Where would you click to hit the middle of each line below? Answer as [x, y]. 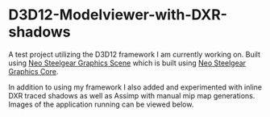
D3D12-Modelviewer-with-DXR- [118, 15]
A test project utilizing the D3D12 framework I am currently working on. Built [134, 54]
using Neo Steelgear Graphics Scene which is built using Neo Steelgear [127, 63]
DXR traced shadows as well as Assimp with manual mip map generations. [132, 95]
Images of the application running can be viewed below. [101, 104]
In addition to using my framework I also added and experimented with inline [135, 87]
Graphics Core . [33, 71]
